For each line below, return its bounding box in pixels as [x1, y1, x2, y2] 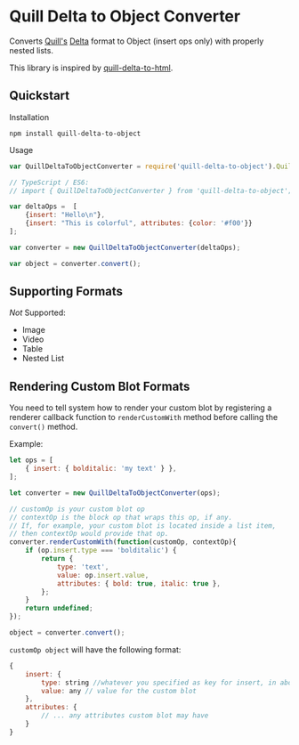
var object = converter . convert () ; [9, 259, 141, 268]
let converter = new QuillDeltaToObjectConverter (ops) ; [9, 488, 221, 498]
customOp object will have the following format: [9, 644, 182, 655]
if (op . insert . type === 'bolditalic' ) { [25, 546, 177, 555]
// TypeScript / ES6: [9, 178, 90, 187]
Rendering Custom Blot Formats [9, 378, 190, 393]
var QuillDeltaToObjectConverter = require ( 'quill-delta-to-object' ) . [9, 162, 277, 171]
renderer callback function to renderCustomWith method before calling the [9, 412, 279, 423]
